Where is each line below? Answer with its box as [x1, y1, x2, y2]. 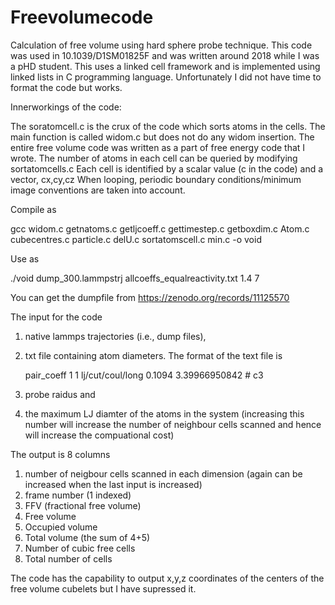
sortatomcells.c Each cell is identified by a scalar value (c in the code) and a [10, 162, 324, 175]
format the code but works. [10, 81, 123, 93]
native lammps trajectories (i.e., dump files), [24, 330, 207, 342]
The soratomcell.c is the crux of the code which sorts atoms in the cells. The [10, 120, 326, 132]
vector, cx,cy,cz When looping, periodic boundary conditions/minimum [10, 173, 302, 185]
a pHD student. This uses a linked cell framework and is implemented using [10, 60, 321, 72]
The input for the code [10, 311, 103, 323]
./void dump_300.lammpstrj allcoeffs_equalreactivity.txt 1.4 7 [10, 272, 260, 284]
